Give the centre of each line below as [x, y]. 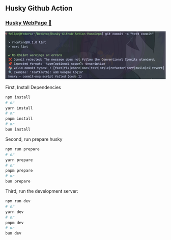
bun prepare [18, 181]
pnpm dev [15, 223]
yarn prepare [19, 160]
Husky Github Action [39, 8]
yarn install [19, 108]
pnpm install [19, 119]
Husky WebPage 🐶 [28, 23]
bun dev [13, 233]
